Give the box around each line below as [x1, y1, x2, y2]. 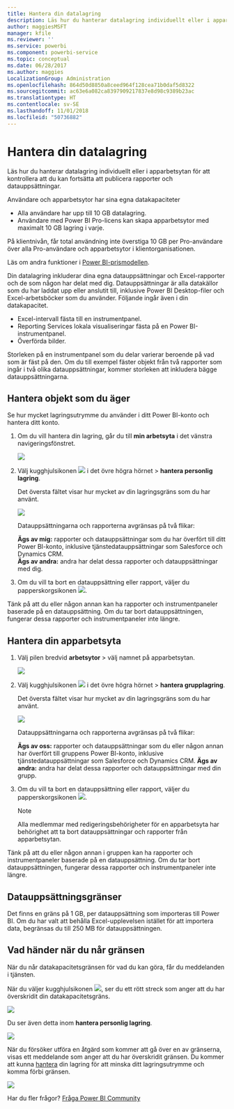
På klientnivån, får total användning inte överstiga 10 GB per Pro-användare [7, 237, 223, 245]
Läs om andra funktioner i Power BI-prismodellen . [7, 258, 150, 266]
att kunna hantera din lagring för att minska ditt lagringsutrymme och [7, 1060, 205, 1068]
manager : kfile [7, 29, 52, 37]
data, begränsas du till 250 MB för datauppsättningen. [7, 924, 162, 932]
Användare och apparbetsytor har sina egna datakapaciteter [7, 195, 180, 203]
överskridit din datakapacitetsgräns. [7, 992, 110, 1000]
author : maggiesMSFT [7, 23, 68, 30]
